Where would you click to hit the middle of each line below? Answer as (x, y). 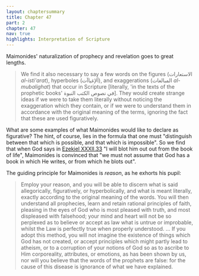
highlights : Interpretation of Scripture (58, 39)
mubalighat (35, 87)
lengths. (16, 62)
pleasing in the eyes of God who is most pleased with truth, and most (105, 210)
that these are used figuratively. (59, 118)
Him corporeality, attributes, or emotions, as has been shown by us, (103, 254)
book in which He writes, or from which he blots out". (71, 161)
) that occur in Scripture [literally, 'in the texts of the (112, 87)
